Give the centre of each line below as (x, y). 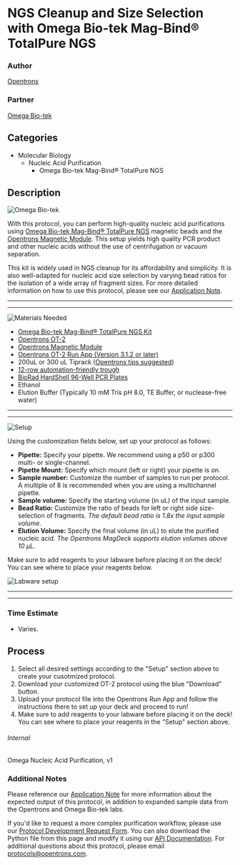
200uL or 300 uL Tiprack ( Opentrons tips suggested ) (96, 362)
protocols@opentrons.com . (47, 854)
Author (20, 66)
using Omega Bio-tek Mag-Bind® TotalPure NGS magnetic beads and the (115, 231)
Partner (21, 100)
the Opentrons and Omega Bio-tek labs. (66, 809)
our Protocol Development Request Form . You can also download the (109, 831)
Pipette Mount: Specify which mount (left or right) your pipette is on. (119, 470)
